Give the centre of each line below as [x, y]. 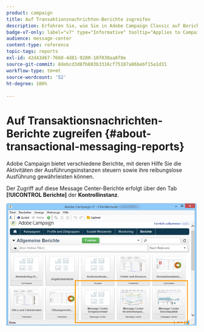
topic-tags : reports [32, 52]
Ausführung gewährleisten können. [50, 177]
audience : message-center [39, 39]
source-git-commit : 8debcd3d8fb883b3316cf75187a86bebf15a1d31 [87, 64]
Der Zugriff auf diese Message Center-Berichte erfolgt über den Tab [92, 188]
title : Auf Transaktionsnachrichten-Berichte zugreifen [78, 19]
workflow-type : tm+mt [34, 71]
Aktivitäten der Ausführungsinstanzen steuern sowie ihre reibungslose [94, 170]
